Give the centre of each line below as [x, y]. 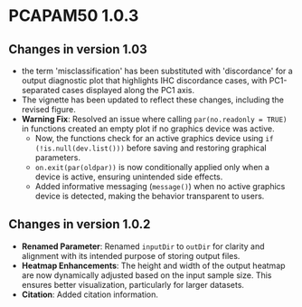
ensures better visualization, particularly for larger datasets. [133, 284]
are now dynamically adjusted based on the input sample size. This [146, 275]
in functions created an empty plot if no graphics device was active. [148, 129]
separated [41, 90]
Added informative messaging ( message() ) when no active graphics [160, 186]
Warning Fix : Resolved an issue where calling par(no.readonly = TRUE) [154, 119]
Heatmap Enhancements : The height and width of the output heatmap [153, 265]
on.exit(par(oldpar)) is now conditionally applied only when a [152, 167]
